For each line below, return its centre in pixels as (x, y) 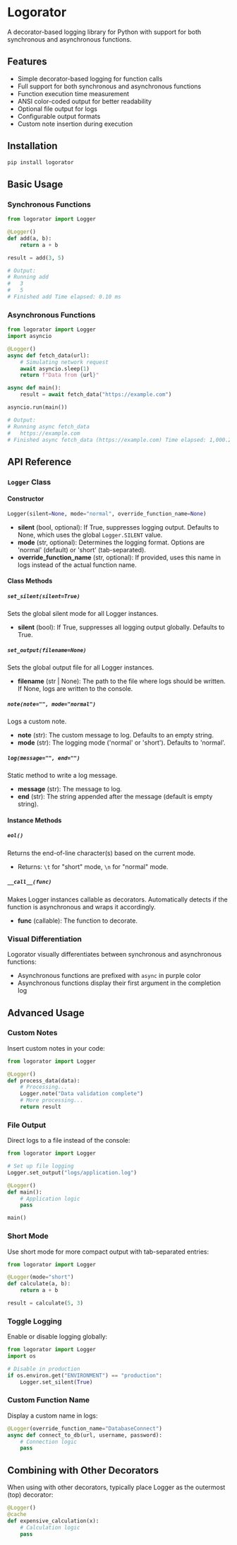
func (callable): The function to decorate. (78, 921)
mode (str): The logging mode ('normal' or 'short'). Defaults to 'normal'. (121, 742)
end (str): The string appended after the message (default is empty (115, 797)
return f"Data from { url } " (60, 375)
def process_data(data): (44, 1080)
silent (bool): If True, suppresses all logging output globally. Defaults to (121, 627)
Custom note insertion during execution (75, 124)
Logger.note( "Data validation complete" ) (81, 1094)
